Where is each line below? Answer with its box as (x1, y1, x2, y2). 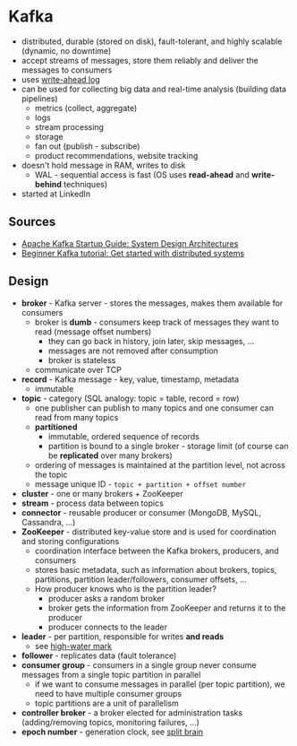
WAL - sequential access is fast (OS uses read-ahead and (34, 169, 250, 180)
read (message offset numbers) (34, 325, 152, 337)
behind (34, 178, 62, 189)
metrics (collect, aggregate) (34, 102, 138, 113)
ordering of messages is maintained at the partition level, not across (34, 459, 285, 470)
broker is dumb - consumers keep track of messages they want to (34, 317, 279, 327)
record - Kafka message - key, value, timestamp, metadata (21, 374, 239, 385)
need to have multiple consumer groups (34, 688, 182, 698)
